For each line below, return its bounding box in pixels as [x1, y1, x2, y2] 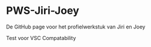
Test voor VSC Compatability [6, 34, 76, 41]
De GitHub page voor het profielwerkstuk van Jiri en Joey [6, 23, 146, 30]
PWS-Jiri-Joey [6, 4, 79, 17]
